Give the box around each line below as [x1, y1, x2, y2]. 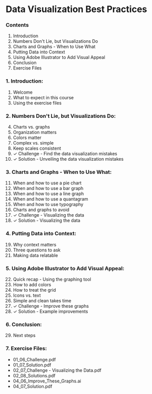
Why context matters [13, 241, 57, 247]
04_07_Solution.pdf [13, 383, 53, 389]
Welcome [13, 89, 33, 95]
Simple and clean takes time [13, 297, 72, 303]
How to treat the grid [13, 287, 56, 293]
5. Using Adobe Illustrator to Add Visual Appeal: [6, 265, 124, 272]
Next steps [13, 333, 36, 339]
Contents [6, 22, 29, 29]
